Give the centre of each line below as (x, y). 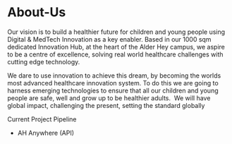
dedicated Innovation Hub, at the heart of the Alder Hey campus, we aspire (116, 47)
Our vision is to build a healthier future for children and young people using (116, 32)
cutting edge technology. (44, 61)
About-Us (37, 12)
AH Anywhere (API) (45, 133)
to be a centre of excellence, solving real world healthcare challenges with (115, 54)
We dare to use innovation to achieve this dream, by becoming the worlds (114, 76)
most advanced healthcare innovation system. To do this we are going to (113, 83)
